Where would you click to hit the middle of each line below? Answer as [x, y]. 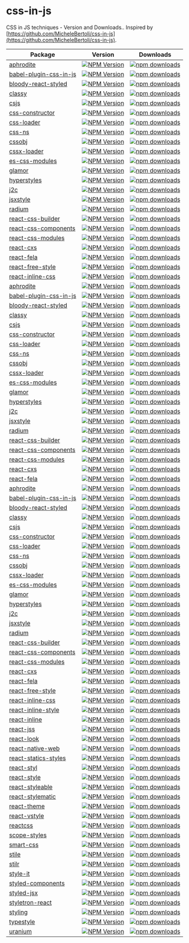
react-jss [22, 729]
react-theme [27, 806]
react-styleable [31, 787]
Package [43, 55]
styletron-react [30, 902]
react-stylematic [32, 797]
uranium [21, 931]
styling [19, 912]
